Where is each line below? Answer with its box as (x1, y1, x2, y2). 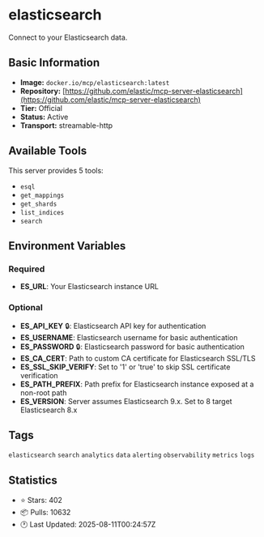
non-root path (19, 387, 67, 398)
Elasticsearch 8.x (19, 405, 78, 415)
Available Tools (8, 144, 87, 158)
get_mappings (19, 191, 65, 199)
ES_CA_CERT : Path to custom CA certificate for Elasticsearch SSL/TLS (19, 353, 256, 363)
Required (8, 263, 45, 275)
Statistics (8, 473, 58, 487)
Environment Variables (8, 239, 126, 253)
